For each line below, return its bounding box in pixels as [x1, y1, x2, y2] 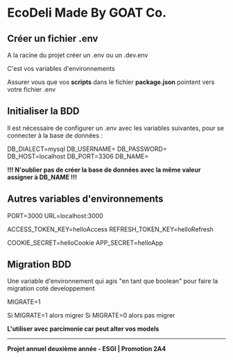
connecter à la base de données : [7, 131, 103, 140]
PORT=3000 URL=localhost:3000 [7, 211, 104, 220]
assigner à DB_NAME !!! [7, 172, 78, 181]
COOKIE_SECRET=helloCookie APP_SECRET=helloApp [7, 238, 164, 247]
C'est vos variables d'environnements [7, 65, 116, 72]
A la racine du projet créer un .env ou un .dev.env [7, 51, 148, 59]
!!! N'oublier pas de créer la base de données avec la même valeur [7, 165, 201, 174]
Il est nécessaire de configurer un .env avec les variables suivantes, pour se [7, 124, 224, 132]
